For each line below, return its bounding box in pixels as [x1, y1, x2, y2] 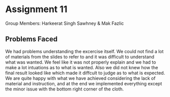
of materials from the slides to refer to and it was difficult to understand [5, 54, 155, 60]
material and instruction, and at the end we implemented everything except [5, 80, 162, 86]
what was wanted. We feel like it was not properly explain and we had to [5, 59, 156, 65]
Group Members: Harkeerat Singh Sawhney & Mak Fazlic [5, 20, 124, 26]
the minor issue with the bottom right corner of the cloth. [5, 86, 124, 92]
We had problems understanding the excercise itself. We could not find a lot [5, 48, 164, 54]
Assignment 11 [5, 4, 67, 15]
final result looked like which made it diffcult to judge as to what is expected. [5, 70, 165, 76]
